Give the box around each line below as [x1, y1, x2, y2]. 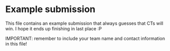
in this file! [5, 40, 27, 46]
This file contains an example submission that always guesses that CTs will [5, 20, 164, 26]
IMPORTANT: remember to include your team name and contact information [5, 35, 165, 41]
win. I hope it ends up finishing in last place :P [5, 25, 102, 31]
